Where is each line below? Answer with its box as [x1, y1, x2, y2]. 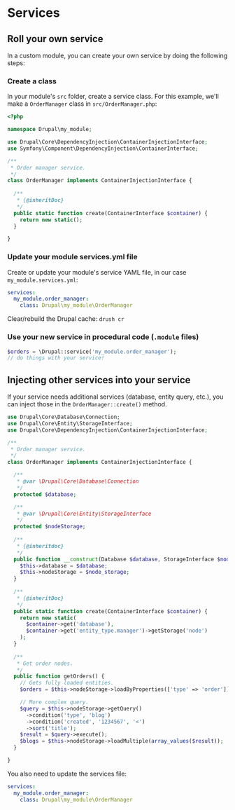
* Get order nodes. [16, 660, 73, 667]
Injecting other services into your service [7, 373, 191, 386]
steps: [7, 59, 25, 67]
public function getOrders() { [13, 673, 105, 680]
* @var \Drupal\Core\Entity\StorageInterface [16, 510, 152, 517]
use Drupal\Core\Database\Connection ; [7, 413, 120, 421]
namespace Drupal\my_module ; [7, 126, 92, 133]
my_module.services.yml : [7, 275, 78, 284]
